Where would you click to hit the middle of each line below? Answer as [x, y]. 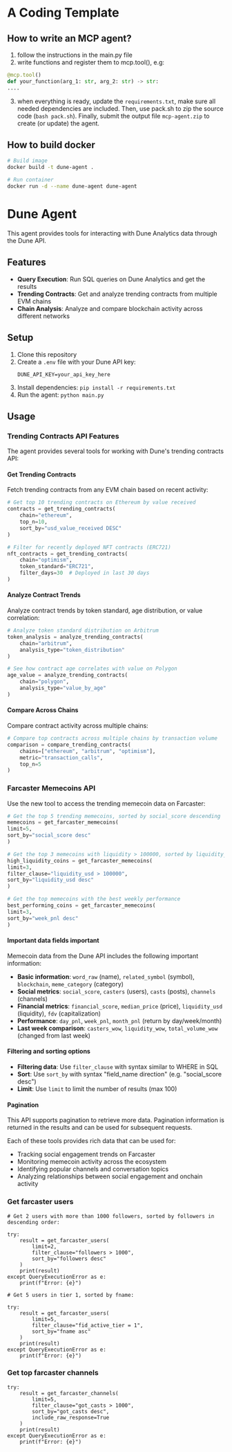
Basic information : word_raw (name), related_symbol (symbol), [106, 976]
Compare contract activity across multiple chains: [78, 726]
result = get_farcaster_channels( [69, 1393]
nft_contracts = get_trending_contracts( [68, 554]
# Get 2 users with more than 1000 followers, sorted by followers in [111, 1216]
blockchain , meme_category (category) [70, 984]
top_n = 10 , [34, 522]
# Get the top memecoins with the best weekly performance [94, 899]
